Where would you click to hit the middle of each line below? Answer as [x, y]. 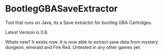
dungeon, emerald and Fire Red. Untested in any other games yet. [73, 47]
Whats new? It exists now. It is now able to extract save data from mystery [82, 42]
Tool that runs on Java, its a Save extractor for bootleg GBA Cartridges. [79, 22]
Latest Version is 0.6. [27, 32]
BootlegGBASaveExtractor [61, 9]
